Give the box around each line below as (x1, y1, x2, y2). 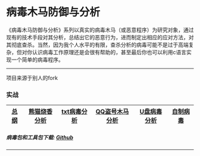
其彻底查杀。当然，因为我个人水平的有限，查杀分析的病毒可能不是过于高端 (6, 41, 189, 48)
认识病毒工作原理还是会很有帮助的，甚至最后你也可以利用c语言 (32, 48, 186, 55)
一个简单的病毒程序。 (11, 56, 64, 63)
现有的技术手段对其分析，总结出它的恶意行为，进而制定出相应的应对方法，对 (6, 33, 194, 40)
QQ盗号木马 (95, 108, 129, 116)
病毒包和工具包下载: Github (6, 133, 73, 141)
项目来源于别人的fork (6, 74, 58, 81)
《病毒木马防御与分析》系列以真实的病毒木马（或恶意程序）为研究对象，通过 (6, 26, 194, 33)
